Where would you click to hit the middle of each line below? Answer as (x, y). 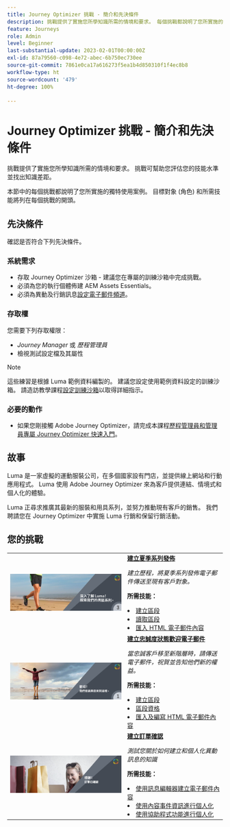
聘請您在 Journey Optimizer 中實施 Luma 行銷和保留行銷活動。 (95, 516)
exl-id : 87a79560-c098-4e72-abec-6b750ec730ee (75, 58)
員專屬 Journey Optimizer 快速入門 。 (69, 434)
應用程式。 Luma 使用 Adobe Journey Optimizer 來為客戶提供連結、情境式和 (115, 484)
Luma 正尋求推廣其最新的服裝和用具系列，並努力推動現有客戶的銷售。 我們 (113, 507)
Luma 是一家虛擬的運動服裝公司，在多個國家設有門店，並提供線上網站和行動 (115, 475)
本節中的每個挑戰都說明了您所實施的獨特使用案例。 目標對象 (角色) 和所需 (111, 191)
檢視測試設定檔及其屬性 (50, 353)
